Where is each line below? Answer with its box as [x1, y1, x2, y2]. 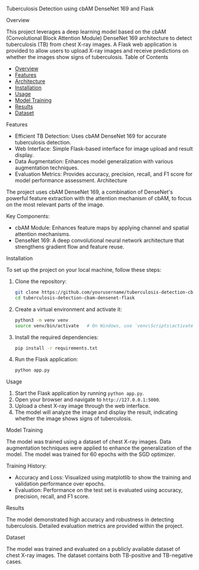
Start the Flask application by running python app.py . [14, 390, 144, 397]
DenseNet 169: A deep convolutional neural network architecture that [14, 237, 184, 244]
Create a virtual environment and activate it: [14, 305, 122, 312]
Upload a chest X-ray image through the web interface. [14, 402, 150, 410]
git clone [14, 289, 40, 295]
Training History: [6, 462, 47, 470]
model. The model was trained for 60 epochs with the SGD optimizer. [6, 451, 175, 458]
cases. [6, 558, 23, 565]
